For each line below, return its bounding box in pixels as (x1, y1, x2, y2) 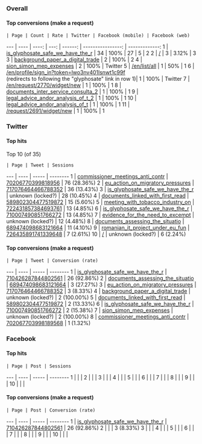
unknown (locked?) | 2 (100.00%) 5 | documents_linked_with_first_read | (6, 294, 186, 301)
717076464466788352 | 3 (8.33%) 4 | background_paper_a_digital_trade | (6, 288, 191, 295)
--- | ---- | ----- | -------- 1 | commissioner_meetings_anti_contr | (6, 173, 168, 180)
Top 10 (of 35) (6, 151, 41, 158)
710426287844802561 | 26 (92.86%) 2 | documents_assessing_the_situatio (6, 274, 194, 282)
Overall (6, 4, 28, 13)
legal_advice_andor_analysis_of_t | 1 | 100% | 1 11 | (6, 101, 130, 108)
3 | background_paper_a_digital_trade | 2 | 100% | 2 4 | (6, 56, 143, 63)
